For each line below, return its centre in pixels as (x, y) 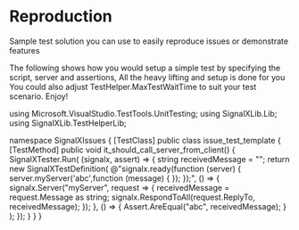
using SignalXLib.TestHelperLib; (68, 123)
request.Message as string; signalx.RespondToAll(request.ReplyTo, (133, 197)
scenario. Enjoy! (39, 96)
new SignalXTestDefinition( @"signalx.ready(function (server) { (125, 168)
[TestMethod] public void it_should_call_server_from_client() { (122, 150)
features (25, 50)
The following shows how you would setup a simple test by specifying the (145, 68)
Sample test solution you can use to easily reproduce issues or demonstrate (149, 41)
